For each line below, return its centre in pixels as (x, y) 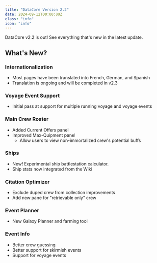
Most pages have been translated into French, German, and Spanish (81, 77)
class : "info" (20, 19)
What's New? (26, 53)
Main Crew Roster (27, 119)
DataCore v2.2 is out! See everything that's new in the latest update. (74, 37)
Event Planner (22, 211)
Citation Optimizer (27, 182)
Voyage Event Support (32, 96)
